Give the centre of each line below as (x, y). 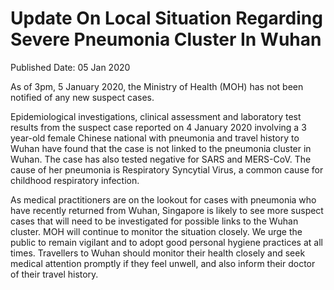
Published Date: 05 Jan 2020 (70, 67)
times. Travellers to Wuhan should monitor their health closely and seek (158, 253)
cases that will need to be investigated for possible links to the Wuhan (154, 221)
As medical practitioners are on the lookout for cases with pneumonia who (163, 199)
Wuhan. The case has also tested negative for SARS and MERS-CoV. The (161, 159)
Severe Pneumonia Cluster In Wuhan (166, 39)
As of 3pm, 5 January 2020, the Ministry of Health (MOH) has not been (157, 86)
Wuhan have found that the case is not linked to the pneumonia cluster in (161, 148)
